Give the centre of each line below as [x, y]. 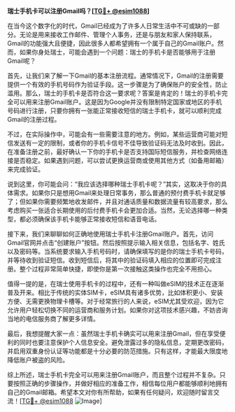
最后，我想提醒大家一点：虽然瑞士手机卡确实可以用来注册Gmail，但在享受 [114, 334]
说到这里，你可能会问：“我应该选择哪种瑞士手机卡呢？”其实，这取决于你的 [114, 184]
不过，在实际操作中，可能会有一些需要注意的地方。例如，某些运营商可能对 [114, 134]
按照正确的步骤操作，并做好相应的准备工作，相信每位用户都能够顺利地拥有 [120, 383]
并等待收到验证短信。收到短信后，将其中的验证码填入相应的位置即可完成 [111, 260]
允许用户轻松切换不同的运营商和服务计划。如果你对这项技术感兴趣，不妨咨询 [117, 310]
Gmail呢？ [22, 61]
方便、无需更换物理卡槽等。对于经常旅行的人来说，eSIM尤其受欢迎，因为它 [116, 301]
